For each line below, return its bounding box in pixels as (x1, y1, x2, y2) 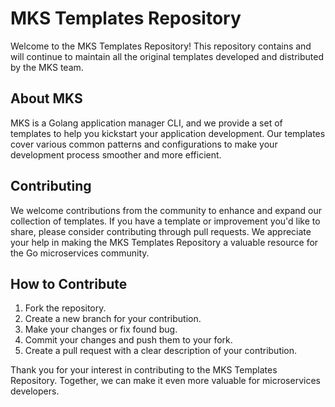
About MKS (10, 90, 83, 107)
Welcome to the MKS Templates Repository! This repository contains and (10, 40, 312, 52)
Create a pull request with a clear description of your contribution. (24, 345, 298, 357)
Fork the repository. (24, 302, 107, 314)
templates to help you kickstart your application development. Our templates (10, 127, 326, 139)
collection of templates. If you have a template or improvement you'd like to (10, 215, 321, 227)
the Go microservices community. (10, 247, 150, 259)
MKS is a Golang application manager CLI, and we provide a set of (10, 117, 283, 129)
